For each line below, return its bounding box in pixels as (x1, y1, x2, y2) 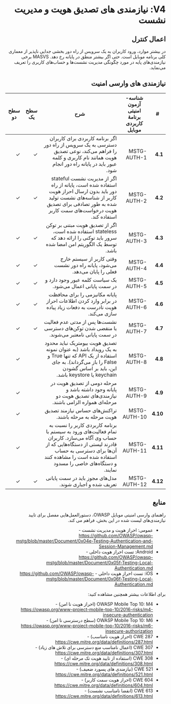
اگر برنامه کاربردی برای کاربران (49, 135, 117, 142)
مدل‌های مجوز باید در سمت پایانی (45, 474, 117, 481)
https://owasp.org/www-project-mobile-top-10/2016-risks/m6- (20, 622, 153, 629)
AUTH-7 (126, 328, 147, 335)
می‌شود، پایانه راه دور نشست (54, 262, 117, 269)
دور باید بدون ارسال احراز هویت (49, 188, 117, 195)
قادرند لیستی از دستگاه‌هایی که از (45, 440, 117, 448)
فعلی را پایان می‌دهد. (72, 268, 117, 275)
